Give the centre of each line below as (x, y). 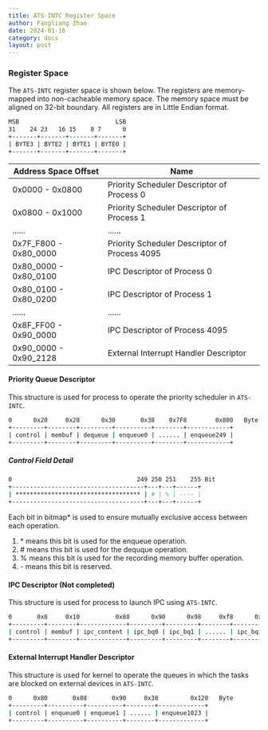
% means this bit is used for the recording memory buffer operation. (132, 558)
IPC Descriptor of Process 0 (160, 271)
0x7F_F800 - (38, 243)
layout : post (30, 45)
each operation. (34, 525)
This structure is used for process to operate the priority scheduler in (122, 397)
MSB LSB (67, 122)
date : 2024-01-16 (37, 30)
